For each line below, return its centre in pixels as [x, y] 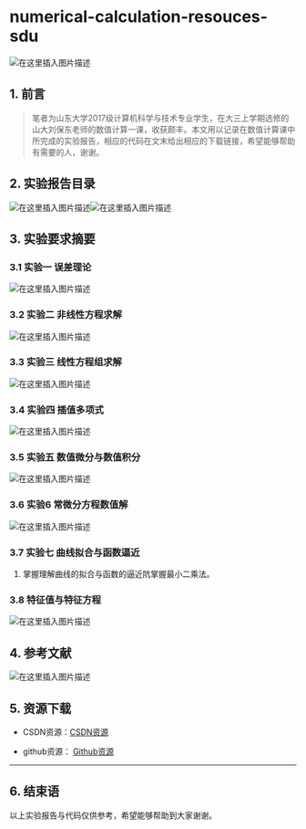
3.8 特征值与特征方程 [56, 600]
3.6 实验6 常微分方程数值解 [69, 505]
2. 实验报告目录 [52, 184]
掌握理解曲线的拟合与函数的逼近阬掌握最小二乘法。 [118, 574]
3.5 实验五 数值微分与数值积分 [75, 457]
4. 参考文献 [41, 653]
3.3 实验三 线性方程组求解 [66, 362]
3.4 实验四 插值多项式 [57, 410]
